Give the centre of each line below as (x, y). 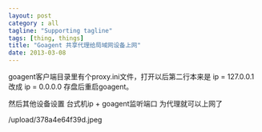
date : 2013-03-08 (37, 53)
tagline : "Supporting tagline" (60, 30)
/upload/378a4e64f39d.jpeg (55, 120)
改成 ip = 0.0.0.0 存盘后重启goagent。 (71, 86)
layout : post (30, 16)
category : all (34, 23)
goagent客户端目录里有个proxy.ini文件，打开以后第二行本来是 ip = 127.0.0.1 (131, 76)
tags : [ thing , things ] (46, 38)
